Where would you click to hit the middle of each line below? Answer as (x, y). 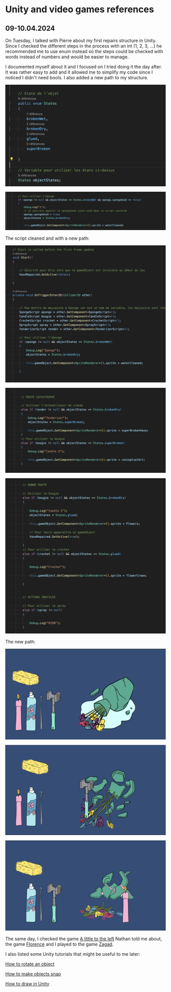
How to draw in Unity (27, 984)
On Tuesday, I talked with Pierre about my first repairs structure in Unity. (81, 40)
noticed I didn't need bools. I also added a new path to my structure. (77, 77)
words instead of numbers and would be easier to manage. (67, 57)
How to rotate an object (30, 964)
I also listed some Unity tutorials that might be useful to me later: (73, 954)
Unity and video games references (80, 9)
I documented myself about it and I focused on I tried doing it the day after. (84, 67)
